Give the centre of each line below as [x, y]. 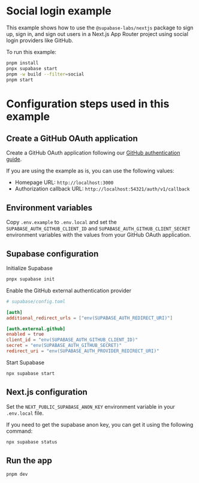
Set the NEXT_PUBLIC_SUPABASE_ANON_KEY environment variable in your [91, 406]
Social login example [59, 11]
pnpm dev [17, 475]
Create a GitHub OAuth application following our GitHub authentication [93, 153]
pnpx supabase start [32, 68]
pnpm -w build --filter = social [45, 74]
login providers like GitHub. [40, 40]
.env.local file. [25, 413]
